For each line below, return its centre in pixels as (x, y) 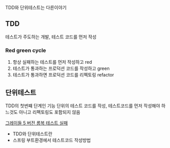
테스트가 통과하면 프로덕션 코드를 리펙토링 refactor (63, 75)
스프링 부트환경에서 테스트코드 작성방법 (52, 140)
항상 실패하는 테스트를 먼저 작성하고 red (52, 62)
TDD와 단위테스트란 (32, 134)
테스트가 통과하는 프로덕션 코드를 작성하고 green (61, 68)
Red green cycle (26, 50)
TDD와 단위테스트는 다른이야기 (36, 7)
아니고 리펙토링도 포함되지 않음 (50, 112)
